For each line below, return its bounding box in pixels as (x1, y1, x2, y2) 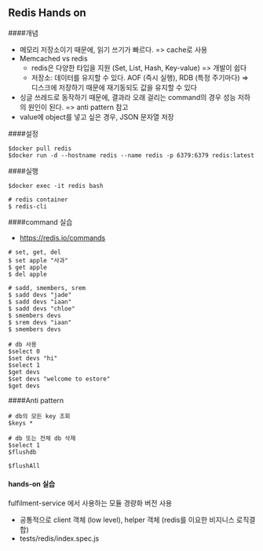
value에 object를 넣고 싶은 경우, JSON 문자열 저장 (19, 112, 174, 121)
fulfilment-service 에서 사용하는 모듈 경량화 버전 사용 (8, 498, 173, 508)
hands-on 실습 (8, 479, 56, 489)
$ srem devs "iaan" (8, 318, 72, 326)
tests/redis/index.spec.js (19, 534, 100, 543)
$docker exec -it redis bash (8, 182, 104, 189)
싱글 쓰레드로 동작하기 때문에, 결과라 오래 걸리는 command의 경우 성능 (19, 92, 236, 101)
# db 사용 (8, 340, 37, 348)
